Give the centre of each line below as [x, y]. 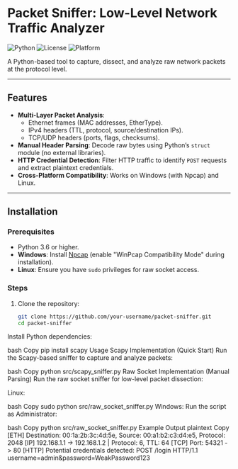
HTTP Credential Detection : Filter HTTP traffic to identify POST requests [122, 160]
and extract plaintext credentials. [66, 167]
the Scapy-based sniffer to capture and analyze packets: [90, 358]
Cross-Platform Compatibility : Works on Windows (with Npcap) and [118, 175]
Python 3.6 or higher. [48, 247]
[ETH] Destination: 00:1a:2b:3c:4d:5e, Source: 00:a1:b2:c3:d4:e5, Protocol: [116, 435]
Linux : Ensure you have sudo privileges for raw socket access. [108, 270]
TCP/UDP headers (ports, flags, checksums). [94, 137]
